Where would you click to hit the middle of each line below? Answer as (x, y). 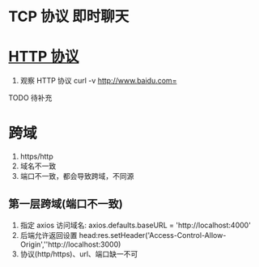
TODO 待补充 (30, 98)
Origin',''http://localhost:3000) (70, 244)
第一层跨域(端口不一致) (66, 204)
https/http (37, 157)
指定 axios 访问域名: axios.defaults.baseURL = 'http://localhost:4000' (135, 225)
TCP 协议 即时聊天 (69, 17)
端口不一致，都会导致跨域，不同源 (77, 176)
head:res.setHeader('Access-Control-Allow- (153, 235)
